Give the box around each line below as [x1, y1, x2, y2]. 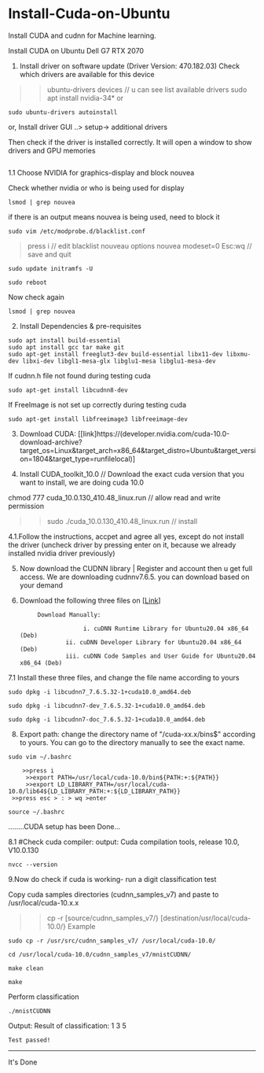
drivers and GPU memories [8, 146, 96, 155]
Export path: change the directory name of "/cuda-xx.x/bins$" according [19, 729, 256, 739]
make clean [8, 964, 44, 972]
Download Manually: [37, 610, 101, 618]
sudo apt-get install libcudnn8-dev [8, 386, 128, 394]
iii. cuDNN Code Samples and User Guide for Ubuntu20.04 [65, 652, 256, 660]
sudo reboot [8, 278, 47, 286]
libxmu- [225, 350, 251, 358]
